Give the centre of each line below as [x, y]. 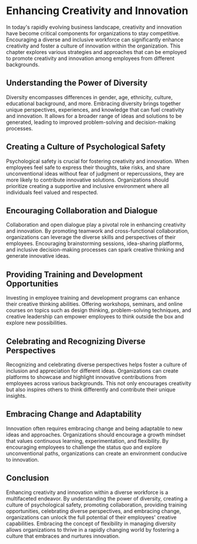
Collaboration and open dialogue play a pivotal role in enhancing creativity [96, 225]
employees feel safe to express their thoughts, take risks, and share [88, 167]
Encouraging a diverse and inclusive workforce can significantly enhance [95, 39]
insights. [16, 396]
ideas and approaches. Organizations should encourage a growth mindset [96, 434]
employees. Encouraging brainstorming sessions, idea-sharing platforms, [95, 244]
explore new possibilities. [37, 323]
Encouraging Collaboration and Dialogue [82, 211]
